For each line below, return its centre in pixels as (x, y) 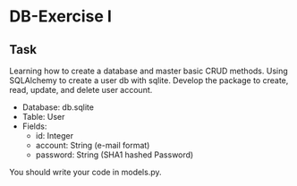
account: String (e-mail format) (93, 145)
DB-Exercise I (60, 17)
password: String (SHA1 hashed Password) (115, 155)
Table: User (43, 117)
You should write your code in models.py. (86, 172)
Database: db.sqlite (58, 107)
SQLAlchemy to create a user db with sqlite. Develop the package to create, (149, 80)
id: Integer (55, 135)
